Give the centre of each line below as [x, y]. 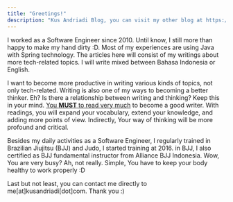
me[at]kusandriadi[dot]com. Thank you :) [66, 191]
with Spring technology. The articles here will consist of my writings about [113, 54]
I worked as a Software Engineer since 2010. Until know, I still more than [110, 40]
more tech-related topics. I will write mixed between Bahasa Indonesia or [111, 62]
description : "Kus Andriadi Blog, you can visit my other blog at [105, 20]
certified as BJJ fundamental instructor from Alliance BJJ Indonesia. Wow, [113, 155]
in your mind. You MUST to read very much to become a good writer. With [113, 105]
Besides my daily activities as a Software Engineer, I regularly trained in [109, 140]
